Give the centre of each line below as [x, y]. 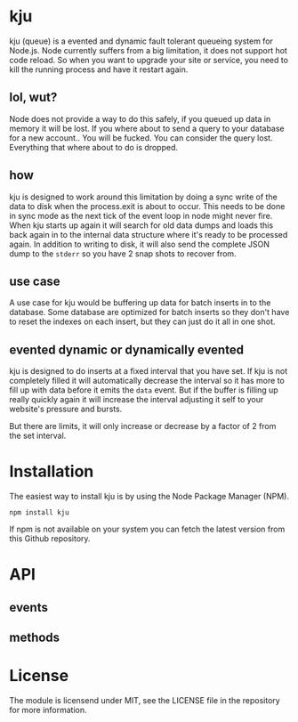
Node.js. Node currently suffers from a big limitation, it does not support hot [148, 50]
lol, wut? [33, 97]
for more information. [48, 710]
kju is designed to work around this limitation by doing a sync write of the [143, 197]
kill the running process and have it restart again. [99, 69]
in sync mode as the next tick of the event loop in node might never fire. [141, 215]
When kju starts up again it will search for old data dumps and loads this [141, 225]
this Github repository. [50, 539]
